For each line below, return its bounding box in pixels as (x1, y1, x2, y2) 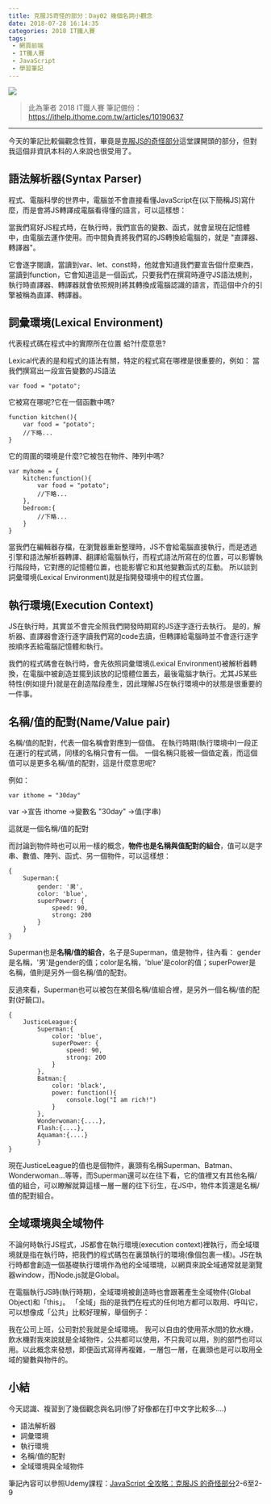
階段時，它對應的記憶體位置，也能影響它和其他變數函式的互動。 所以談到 (15, 562, 258, 572)
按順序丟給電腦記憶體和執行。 (8, 641, 107, 651)
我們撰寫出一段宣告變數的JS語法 (8, 366, 116, 376)
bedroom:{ (23, 504, 56, 513)
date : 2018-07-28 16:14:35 (8, 19, 99, 27)
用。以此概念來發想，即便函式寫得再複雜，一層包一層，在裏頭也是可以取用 (8, 1344, 256, 1354)
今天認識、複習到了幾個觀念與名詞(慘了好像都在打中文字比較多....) (8, 1403, 227, 1414)
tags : (8, 34, 27, 43)
